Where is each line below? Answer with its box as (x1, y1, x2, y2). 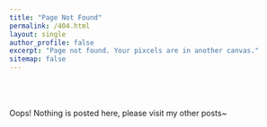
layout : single (9, 30, 67, 38)
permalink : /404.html (9, 21, 91, 30)
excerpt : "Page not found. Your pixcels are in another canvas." (9, 47, 259, 55)
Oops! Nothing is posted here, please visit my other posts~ (9, 108, 227, 118)
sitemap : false (9, 55, 67, 63)
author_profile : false (9, 38, 94, 47)
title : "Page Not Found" (9, 13, 102, 22)
